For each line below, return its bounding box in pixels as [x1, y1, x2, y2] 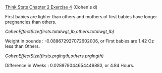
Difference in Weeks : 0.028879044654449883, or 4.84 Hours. [5, 63, 135, 68]
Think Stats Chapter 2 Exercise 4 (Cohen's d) [5, 4, 98, 10]
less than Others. [5, 43, 40, 49]
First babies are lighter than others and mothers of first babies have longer [5, 14, 158, 19]
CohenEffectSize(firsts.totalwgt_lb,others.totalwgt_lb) [5, 29, 115, 34]
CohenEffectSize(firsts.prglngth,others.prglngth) [5, 53, 104, 59]
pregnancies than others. [5, 19, 56, 25]
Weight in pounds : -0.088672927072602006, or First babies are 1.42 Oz [5, 38, 154, 44]
